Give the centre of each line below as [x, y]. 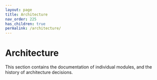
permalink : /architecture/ [33, 28]
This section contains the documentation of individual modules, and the [78, 67]
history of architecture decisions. [39, 72]
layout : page [19, 10]
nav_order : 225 [21, 19]
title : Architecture [27, 14]
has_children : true [25, 24]
